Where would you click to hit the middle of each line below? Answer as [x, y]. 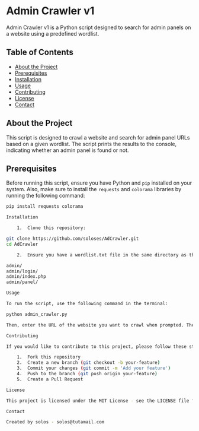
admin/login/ [22, 271]
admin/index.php [26, 277]
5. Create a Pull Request [50, 379]
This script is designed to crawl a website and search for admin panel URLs [98, 137]
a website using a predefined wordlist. [53, 33]
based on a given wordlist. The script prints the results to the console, [91, 144]
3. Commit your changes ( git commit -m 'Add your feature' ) [94, 368]
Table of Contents [40, 53]
